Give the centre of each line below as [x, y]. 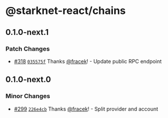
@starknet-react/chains [66, 11]
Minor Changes [28, 96]
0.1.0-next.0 [28, 80]
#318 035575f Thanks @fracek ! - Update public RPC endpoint [88, 61]
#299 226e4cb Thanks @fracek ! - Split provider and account [86, 109]
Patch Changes [28, 49]
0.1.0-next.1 [27, 32]
